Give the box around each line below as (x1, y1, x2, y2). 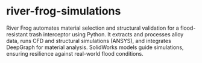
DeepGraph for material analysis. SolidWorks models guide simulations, (6, 44, 184, 51)
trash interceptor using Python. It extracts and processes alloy (29, 30, 184, 38)
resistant (6, 30, 28, 38)
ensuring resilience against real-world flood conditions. (6, 50, 144, 57)
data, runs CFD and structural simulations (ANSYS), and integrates (6, 37, 172, 44)
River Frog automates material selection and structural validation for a (6, 24, 179, 31)
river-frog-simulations (6, 4, 121, 18)
